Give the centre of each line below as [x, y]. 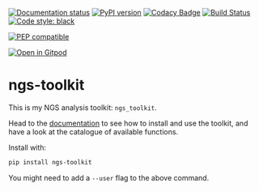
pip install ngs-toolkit [50, 162]
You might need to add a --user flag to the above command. [109, 177]
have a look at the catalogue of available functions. [93, 132]
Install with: [28, 147]
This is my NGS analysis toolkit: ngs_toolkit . [83, 107]
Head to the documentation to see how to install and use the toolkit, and [128, 123]
